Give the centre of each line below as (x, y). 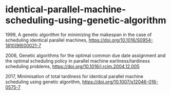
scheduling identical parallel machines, (46, 40)
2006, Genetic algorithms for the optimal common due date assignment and (85, 55)
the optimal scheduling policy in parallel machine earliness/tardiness (78, 61)
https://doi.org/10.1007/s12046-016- (120, 82)
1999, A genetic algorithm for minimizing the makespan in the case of (79, 34)
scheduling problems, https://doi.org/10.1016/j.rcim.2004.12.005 (72, 66)
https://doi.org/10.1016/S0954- (121, 40)
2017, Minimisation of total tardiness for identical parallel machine (74, 76)
